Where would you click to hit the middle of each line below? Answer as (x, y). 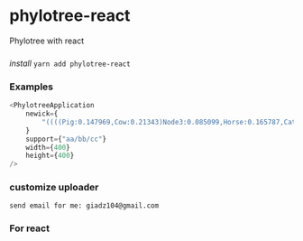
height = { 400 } (50, 156)
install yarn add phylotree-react (70, 63)
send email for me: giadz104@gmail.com (84, 206)
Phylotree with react (47, 41)
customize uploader (54, 188)
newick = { (42, 114)
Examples (32, 87)
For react (29, 228)
